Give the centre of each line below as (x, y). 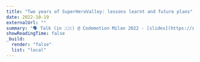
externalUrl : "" (26, 22)
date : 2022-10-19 (28, 17)
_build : (16, 39)
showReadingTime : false (36, 34)
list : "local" (29, 50)
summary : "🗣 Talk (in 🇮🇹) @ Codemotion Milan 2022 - (75, 28)
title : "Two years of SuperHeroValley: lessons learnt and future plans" (100, 12)
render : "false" (32, 45)
